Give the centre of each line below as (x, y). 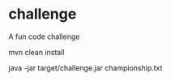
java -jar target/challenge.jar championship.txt (85, 68)
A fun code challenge (44, 36)
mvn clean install (36, 52)
